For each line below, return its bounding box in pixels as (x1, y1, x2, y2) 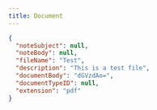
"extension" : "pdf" (15, 87, 82, 95)
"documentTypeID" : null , (15, 78, 100, 87)
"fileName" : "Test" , (15, 57, 85, 65)
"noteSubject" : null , (15, 41, 89, 49)
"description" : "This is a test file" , (15, 64, 151, 73)
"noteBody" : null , (15, 49, 78, 57)
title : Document (8, 11, 63, 20)
